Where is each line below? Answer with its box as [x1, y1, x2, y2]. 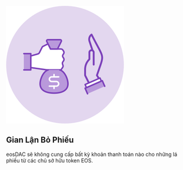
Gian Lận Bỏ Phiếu [6, 135, 74, 145]
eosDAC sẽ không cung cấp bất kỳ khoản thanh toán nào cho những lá [6, 151, 178, 158]
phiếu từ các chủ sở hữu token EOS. [6, 156, 93, 164]
